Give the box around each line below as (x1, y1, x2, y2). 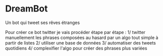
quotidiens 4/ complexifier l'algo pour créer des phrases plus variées (5, 45, 147, 51)
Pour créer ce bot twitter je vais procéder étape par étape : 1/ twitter (5, 29, 146, 35)
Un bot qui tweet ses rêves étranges (5, 19, 80, 25)
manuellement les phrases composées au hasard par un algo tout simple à (5, 34, 158, 40)
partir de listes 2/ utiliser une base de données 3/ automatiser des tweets (5, 39, 156, 45)
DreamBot (5, 3, 48, 14)
